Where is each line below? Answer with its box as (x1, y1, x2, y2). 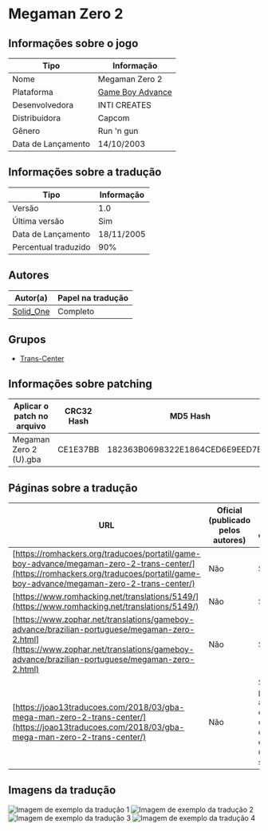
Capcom (97, 112, 130, 124)
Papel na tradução (57, 292, 129, 303)
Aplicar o (13, 400, 49, 412)
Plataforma (12, 87, 53, 97)
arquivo (16, 420, 46, 431)
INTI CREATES (97, 100, 152, 110)
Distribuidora (12, 112, 61, 124)
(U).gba (12, 454, 41, 465)
